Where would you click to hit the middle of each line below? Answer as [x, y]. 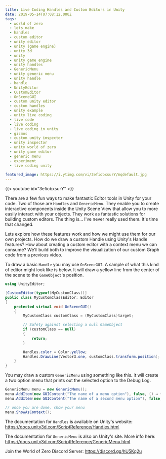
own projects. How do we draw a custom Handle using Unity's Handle [76, 239]
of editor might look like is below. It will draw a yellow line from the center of [82, 270]
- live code [22, 120]
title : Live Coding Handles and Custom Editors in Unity [65, 10]
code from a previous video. [34, 255]
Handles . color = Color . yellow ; [55, 352]
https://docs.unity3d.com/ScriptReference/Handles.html [62, 426]
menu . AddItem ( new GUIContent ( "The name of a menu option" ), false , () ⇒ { [84, 394]
